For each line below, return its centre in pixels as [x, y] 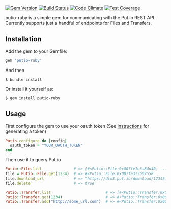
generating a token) [26, 131]
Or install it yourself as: [29, 89]
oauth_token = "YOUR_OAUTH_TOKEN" [46, 145]
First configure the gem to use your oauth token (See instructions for [77, 126]
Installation [23, 39]
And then [15, 70]
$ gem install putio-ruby [33, 98]
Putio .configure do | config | [36, 141]
